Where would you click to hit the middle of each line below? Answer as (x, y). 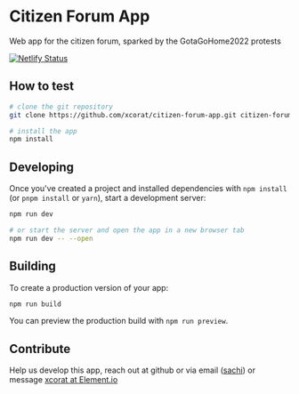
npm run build (36, 304)
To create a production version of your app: (89, 287)
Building (32, 266)
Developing (41, 167)
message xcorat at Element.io (64, 380)
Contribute (40, 349)
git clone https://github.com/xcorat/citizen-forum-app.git (123, 115)
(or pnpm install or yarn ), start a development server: (108, 198)
